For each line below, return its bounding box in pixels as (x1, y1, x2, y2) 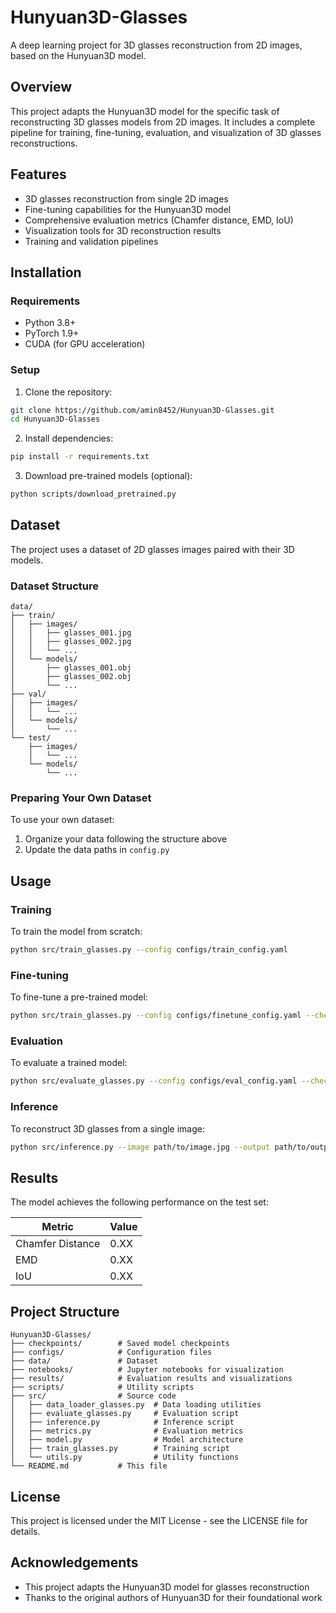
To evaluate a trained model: (10, 1057, 128, 1069)
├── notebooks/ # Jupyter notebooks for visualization (10, 1365, 284, 1375)
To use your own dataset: (10, 814, 115, 826)
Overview (10, 79, 73, 96)
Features (10, 166, 67, 183)
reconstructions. (10, 137, 78, 149)
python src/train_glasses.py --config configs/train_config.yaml (10, 945, 288, 955)
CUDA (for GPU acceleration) (24, 338, 146, 350)
